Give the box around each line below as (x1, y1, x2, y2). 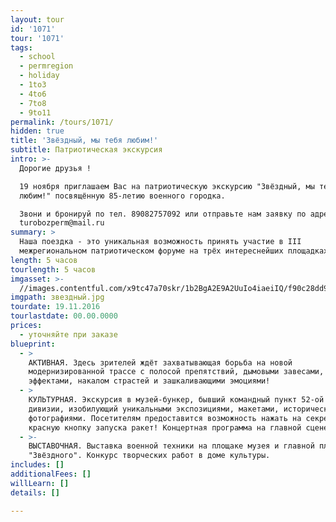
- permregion (19, 61, 74, 71)
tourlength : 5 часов (10, 264, 97, 275)
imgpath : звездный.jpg (10, 292, 105, 303)
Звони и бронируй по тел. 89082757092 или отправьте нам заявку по (19, 209, 307, 219)
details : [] (10, 487, 60, 498)
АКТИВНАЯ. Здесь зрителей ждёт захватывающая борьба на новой (28, 357, 293, 368)
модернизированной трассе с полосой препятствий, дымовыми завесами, (28, 367, 325, 377)
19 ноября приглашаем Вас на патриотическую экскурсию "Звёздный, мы (19, 181, 315, 191)
